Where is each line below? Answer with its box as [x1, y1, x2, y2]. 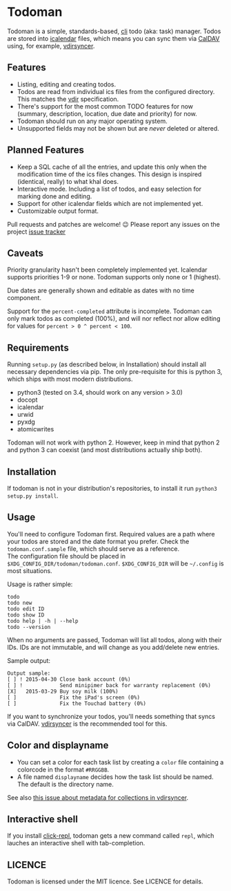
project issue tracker [7, 227, 66, 236]
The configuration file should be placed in [7, 552, 126, 560]
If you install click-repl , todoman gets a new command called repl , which [7, 832, 214, 840]
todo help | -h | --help [7, 617, 79, 624]
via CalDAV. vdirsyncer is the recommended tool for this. [7, 720, 168, 728]
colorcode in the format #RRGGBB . [17, 765, 110, 773]
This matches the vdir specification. [17, 95, 119, 103]
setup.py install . [7, 491, 59, 500]
